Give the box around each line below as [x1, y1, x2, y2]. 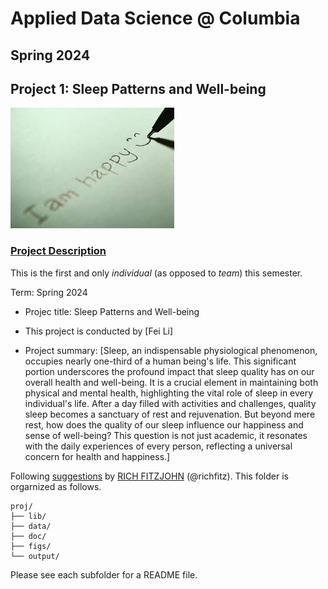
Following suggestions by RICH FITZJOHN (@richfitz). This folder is [10, 470, 289, 482]
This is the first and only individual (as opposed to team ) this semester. [10, 267, 303, 279]
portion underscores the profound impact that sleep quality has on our [24, 365, 315, 377]
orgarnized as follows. [10, 480, 102, 492]
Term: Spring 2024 [10, 286, 88, 298]
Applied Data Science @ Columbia [10, 7, 301, 30]
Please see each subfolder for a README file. [10, 568, 198, 581]
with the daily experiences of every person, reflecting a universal [24, 440, 293, 452]
